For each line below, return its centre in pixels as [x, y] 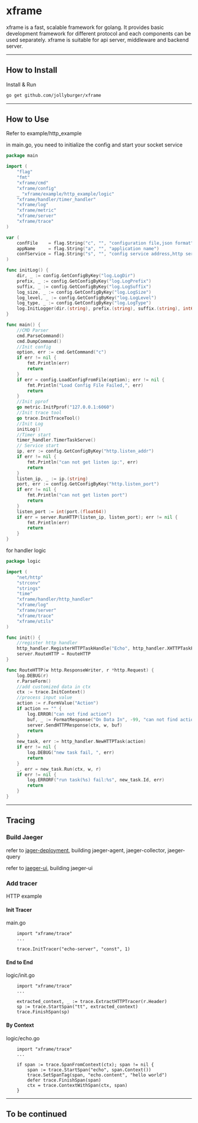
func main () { [24, 325]
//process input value [44, 698]
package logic [24, 561]
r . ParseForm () [34, 681]
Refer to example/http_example [44, 134]
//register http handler [47, 643]
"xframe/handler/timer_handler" [56, 199]
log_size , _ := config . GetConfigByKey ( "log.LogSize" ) [84, 292]
